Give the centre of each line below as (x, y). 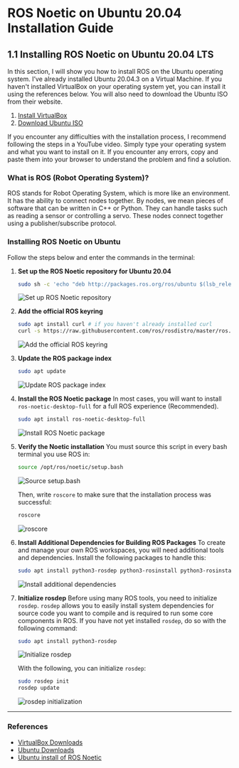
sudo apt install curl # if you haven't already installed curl (115, 325)
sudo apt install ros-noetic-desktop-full (81, 420)
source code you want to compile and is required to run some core (115, 613)
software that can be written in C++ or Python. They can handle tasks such (117, 208)
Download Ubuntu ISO (50, 123)
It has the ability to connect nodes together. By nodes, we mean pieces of (116, 201)
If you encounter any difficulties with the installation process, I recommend (117, 137)
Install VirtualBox (42, 115)
